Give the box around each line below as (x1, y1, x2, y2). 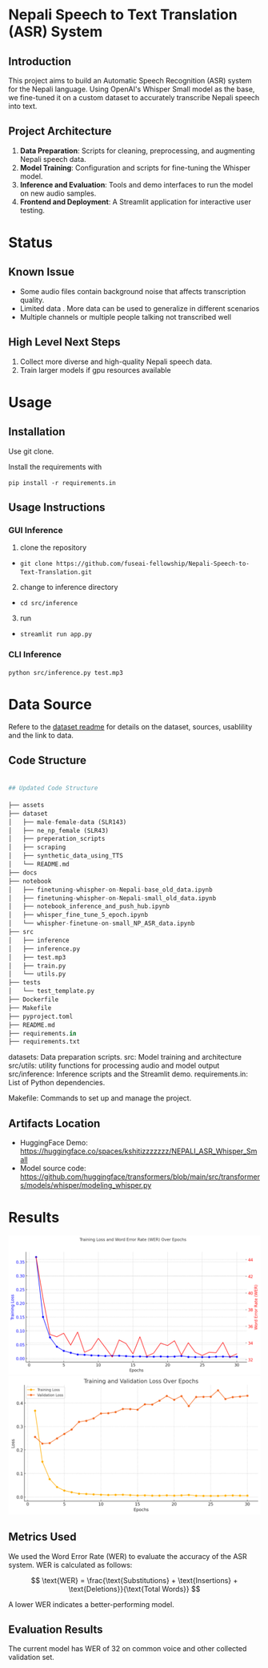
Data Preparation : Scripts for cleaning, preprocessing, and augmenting (19, 146, 255, 155)
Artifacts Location (8, 1117, 101, 1130)
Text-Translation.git (19, 568, 92, 576)
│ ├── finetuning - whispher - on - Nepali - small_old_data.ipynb (8, 894, 217, 903)
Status (8, 234, 54, 252)
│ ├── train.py (8, 962, 66, 970)
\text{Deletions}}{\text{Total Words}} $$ (68, 1584, 201, 1593)
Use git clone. (8, 446, 54, 456)
